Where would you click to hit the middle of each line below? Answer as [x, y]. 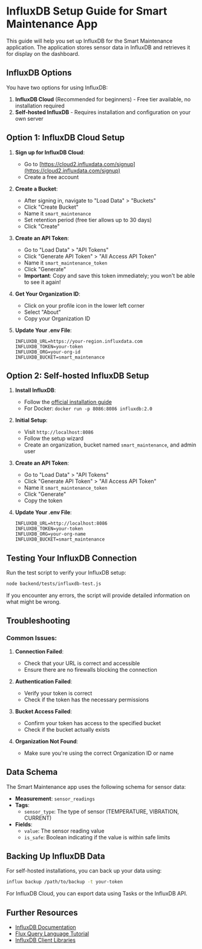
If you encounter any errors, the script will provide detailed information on [98, 595]
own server [29, 118]
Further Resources [42, 912]
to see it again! [42, 282]
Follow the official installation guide [68, 402]
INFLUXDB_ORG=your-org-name [50, 534]
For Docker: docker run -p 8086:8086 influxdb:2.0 [88, 408]
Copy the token [43, 501]
